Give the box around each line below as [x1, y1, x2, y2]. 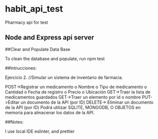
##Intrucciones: [5, 65, 37, 71]
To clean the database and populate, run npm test [5, 56, 105, 62]
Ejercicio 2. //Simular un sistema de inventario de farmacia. [5, 74, 123, 80]
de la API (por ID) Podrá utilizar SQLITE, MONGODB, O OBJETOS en [5, 104, 141, 110]
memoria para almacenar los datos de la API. [5, 109, 95, 115]
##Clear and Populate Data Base [5, 46, 70, 52]
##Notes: [5, 119, 24, 124]
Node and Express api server [5, 33, 94, 42]
